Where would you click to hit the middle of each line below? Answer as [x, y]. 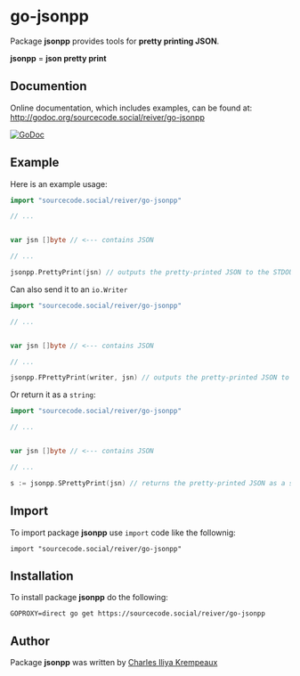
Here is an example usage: [59, 183]
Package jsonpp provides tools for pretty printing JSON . [115, 41]
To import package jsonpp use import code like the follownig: [123, 533]
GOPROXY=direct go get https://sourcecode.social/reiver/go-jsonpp [138, 614]
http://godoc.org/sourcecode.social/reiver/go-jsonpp [108, 117]
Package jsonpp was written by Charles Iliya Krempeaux [114, 663]
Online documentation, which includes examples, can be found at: [131, 108]
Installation [42, 576]
